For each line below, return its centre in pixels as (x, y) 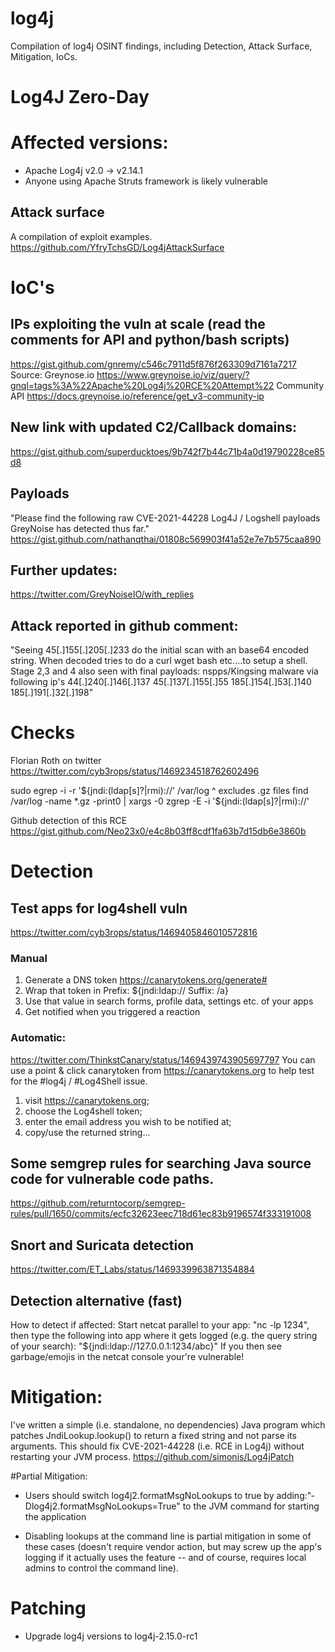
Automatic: (38, 1038)
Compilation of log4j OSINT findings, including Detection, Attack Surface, (161, 46)
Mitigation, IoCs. (44, 56)
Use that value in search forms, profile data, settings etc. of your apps (169, 1001)
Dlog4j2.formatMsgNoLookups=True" (102, 1506)
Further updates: (64, 570)
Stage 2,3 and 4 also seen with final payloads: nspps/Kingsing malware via (164, 671)
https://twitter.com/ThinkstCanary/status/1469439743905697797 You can (163, 1059)
